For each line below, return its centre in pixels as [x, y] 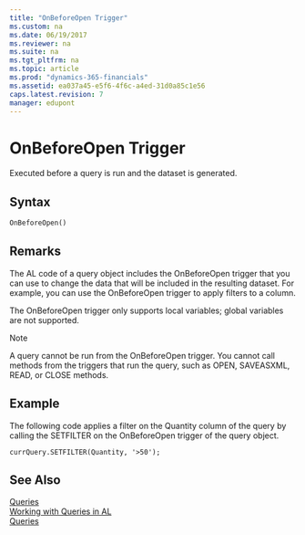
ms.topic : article [44, 69]
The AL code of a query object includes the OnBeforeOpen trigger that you [150, 273]
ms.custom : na [36, 26]
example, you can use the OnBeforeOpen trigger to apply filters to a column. [152, 292]
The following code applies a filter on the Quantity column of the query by [148, 425]
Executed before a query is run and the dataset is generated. [123, 173]
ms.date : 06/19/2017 [49, 35]
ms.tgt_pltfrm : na [44, 60]
